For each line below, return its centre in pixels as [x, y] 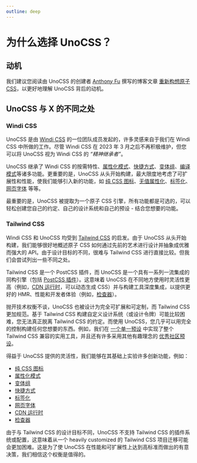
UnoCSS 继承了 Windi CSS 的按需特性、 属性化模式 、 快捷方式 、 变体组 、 [93, 167]
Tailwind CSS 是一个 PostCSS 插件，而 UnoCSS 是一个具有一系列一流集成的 [98, 272]
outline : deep [24, 11]
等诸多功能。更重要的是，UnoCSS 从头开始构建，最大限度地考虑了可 [100, 174]
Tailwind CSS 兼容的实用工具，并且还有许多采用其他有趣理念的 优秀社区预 [96, 336]
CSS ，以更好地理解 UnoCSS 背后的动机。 [56, 88]
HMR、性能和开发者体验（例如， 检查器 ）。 [69, 294]
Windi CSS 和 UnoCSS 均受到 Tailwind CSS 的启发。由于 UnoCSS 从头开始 [96, 237]
